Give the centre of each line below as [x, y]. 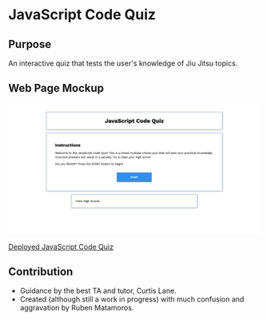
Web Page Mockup [56, 88]
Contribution [41, 272]
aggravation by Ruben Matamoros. [77, 308]
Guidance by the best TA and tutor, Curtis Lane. [98, 291]
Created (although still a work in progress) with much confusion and [132, 299]
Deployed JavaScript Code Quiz [61, 247]
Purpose [30, 44]
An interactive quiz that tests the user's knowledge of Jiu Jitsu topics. [123, 63]
